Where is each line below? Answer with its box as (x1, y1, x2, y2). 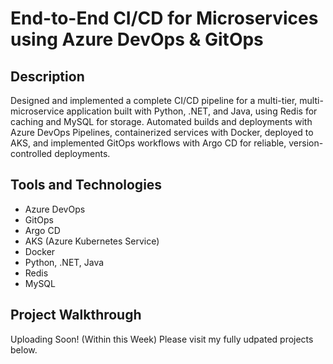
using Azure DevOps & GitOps (10, 28, 264, 51)
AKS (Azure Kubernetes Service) (24, 235, 160, 247)
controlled (10, 148, 53, 159)
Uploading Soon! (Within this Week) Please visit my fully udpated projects (10, 333, 314, 345)
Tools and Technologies (10, 177, 163, 194)
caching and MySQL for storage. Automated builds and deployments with (10, 116, 313, 127)
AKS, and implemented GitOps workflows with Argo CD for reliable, (10, 137, 287, 149)
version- (288, 137, 324, 149)
